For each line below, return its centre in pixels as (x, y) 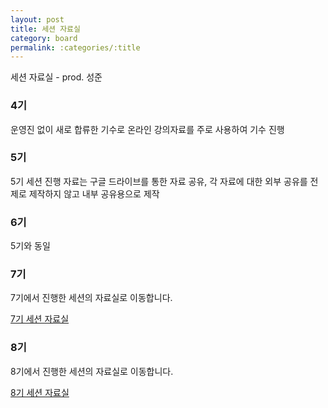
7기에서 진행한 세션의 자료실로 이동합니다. (91, 298)
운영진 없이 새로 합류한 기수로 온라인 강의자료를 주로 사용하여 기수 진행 (147, 129)
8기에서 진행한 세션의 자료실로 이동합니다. (92, 371)
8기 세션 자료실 (40, 392)
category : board (44, 38)
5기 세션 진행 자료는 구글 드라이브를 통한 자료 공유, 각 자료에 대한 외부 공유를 (159, 181)
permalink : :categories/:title (75, 47)
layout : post (37, 19)
